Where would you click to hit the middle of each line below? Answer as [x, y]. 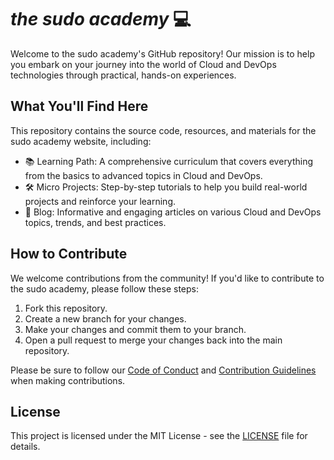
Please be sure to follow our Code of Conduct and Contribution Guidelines [163, 370]
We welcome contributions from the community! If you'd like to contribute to [167, 278]
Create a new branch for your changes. [105, 318]
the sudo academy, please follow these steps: [104, 288]
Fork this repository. [66, 308]
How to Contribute [69, 254]
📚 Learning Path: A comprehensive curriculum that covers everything [169, 161]
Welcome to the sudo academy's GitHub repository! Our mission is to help [162, 53]
